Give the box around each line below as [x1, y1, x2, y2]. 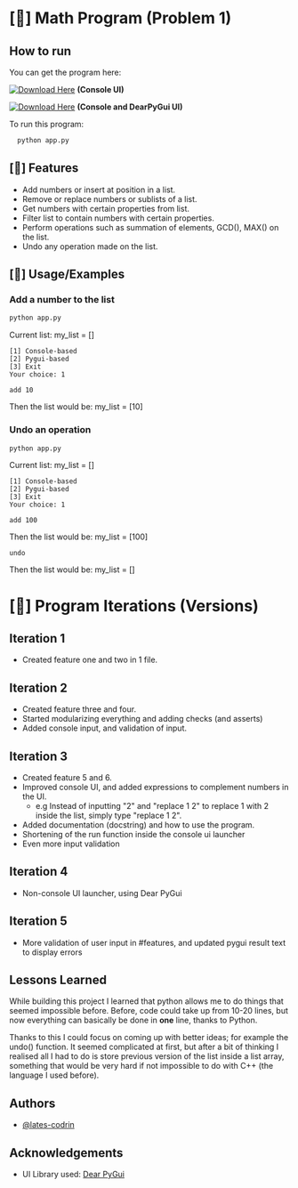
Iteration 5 [9, 914, 68, 929]
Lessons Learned [9, 973, 107, 988]
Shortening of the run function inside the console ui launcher [21, 829, 246, 840]
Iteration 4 [9, 864, 68, 879]
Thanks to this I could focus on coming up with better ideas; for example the [9, 1032, 289, 1043]
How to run [9, 44, 72, 59]
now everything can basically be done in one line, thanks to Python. [9, 1014, 258, 1026]
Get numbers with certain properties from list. [21, 203, 189, 214]
